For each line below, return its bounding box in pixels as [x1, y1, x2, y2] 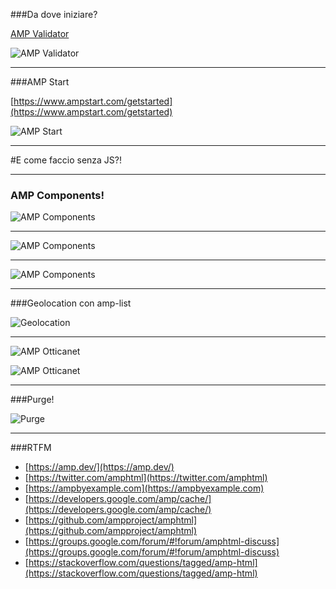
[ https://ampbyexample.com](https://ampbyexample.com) [24, 482, 265, 494]
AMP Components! [10, 188, 105, 202]
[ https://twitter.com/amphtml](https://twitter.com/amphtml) [24, 472, 268, 484]
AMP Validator [10, 28, 70, 39]
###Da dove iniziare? [10, 9, 98, 20]
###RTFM [10, 442, 52, 454]
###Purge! [10, 394, 55, 406]
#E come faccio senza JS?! [10, 154, 123, 166]
